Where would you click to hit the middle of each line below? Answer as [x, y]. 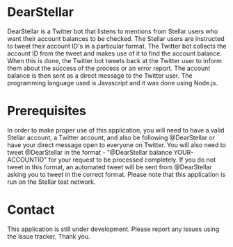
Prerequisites [47, 111]
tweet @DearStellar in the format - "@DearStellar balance [90, 152]
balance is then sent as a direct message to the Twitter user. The [100, 75]
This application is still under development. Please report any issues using [113, 229]
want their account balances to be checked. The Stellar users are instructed [116, 38]
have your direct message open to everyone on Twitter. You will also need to [116, 145]
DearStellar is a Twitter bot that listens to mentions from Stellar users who [113, 31]
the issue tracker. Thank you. [49, 236]
